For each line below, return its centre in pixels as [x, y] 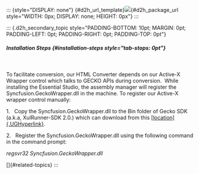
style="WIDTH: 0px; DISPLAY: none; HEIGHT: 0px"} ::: [73, 16]
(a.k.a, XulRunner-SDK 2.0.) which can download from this [78, 117]
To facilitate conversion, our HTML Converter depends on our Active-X [93, 74]
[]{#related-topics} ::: [32, 164]
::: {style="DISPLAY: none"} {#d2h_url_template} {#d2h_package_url [92, 10]
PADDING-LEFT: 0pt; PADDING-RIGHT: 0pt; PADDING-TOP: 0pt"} [86, 34]
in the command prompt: [36, 142]
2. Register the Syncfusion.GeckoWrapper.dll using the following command [100, 135]
